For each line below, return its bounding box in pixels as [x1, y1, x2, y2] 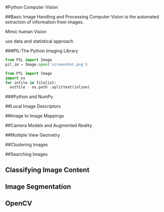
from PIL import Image [5, 57, 52, 62]
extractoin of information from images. [5, 19, 84, 25]
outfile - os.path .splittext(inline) [9, 85, 90, 90]
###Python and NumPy [5, 94, 53, 100]
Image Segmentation [5, 183, 71, 191]
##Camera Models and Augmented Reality [5, 122, 92, 128]
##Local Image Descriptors [5, 104, 61, 109]
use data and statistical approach [5, 38, 74, 44]
